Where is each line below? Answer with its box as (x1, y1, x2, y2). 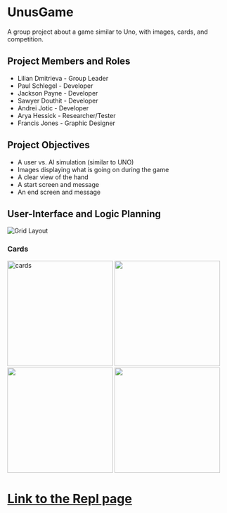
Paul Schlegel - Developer (17, 82, 93, 90)
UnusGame (7, 4, 74, 20)
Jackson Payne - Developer (17, 89, 98, 97)
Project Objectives (7, 139, 90, 151)
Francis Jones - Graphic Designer (17, 119, 116, 127)
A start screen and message (17, 180, 100, 188)
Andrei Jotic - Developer (17, 103, 89, 112)
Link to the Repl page (7, 491, 132, 507)
